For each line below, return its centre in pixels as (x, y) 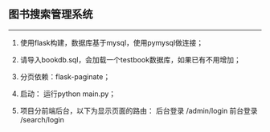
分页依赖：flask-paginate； (65, 76)
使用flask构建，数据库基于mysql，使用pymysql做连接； (112, 42)
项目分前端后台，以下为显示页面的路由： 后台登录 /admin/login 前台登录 (139, 110)
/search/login (42, 119)
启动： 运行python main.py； (68, 94)
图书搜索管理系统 (51, 14)
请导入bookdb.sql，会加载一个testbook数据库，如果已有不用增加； (130, 59)
